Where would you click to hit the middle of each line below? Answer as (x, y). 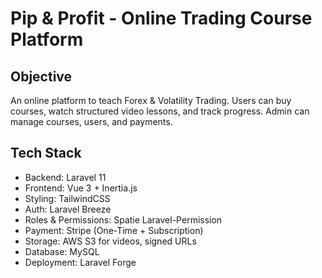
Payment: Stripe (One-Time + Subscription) (114, 230)
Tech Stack (46, 153)
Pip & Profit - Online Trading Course (161, 18)
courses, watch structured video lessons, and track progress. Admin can (160, 111)
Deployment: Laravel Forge (80, 262)
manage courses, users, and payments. (91, 121)
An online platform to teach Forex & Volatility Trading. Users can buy (151, 100)
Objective (41, 76)
